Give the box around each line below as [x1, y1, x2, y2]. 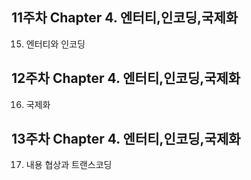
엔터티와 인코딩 [25, 38, 86, 50]
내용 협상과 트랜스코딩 [25, 159, 113, 171]
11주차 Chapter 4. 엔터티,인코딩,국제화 [11, 9, 239, 27]
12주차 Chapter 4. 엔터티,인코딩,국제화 [11, 70, 241, 87]
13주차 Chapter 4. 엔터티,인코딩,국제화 [11, 131, 241, 148]
